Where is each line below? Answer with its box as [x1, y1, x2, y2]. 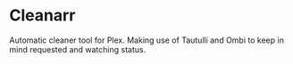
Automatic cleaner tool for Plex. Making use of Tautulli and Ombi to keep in [9, 35, 284, 45]
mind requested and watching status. [9, 44, 146, 54]
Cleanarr [9, 5, 76, 26]
